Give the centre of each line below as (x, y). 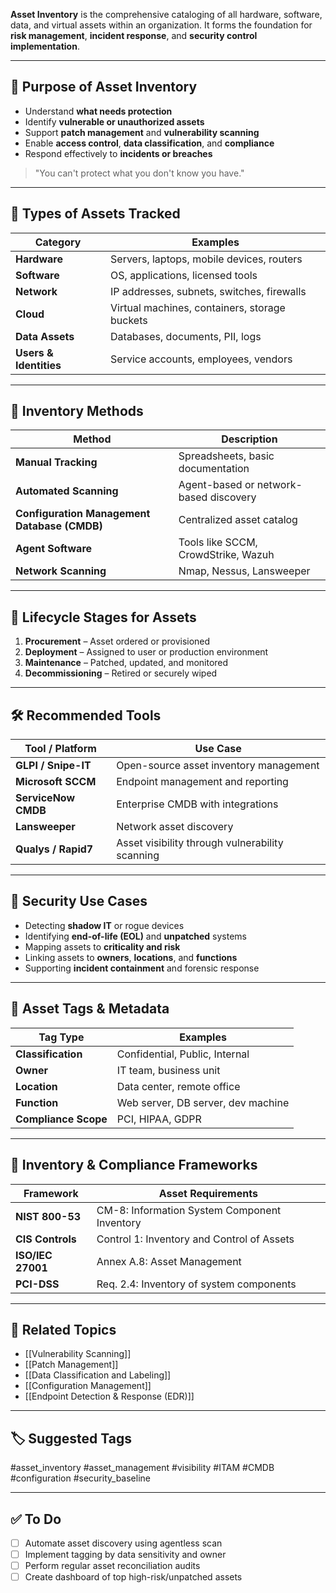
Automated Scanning (67, 491)
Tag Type (61, 1037)
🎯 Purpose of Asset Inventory (104, 87)
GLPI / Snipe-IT (53, 766)
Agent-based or (216, 485)
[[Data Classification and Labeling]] (98, 1375)
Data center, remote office (178, 1086)
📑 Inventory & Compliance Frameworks (134, 1165)
